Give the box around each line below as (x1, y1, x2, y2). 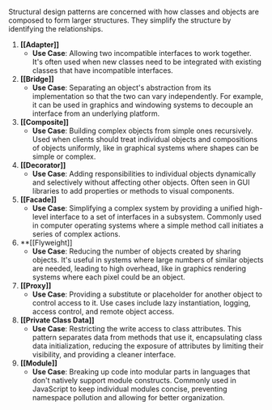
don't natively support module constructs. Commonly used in (32, 376, 236, 385)
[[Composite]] (19, 117, 69, 126)
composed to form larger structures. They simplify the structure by (8, 15, 232, 25)
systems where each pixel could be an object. (32, 272, 186, 282)
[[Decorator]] (19, 160, 66, 169)
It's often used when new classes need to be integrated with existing (32, 57, 261, 66)
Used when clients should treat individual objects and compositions (32, 135, 257, 144)
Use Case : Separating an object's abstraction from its (32, 83, 212, 92)
